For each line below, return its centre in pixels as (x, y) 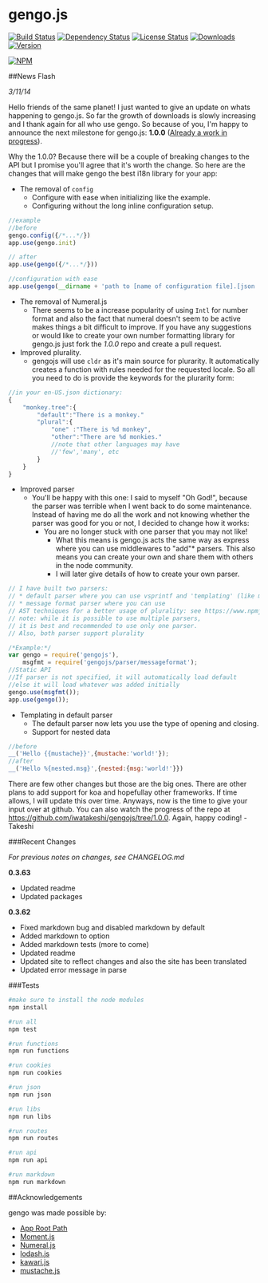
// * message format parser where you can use (87, 604)
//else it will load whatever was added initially (94, 685)
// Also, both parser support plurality (77, 633)
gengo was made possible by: (57, 1212)
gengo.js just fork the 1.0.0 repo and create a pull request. (126, 344)
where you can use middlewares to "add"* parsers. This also (156, 549)
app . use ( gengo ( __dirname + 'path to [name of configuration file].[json (132, 286)
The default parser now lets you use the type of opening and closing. (145, 723)
